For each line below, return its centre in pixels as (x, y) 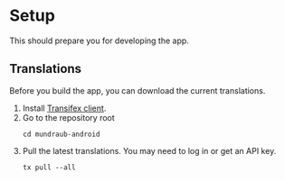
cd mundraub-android (61, 134)
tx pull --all (49, 167)
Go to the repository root (68, 117)
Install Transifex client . (64, 108)
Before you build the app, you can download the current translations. (138, 90)
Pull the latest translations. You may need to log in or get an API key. (149, 150)
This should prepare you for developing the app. (100, 41)
